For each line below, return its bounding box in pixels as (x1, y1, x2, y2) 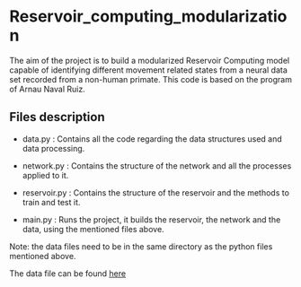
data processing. (22, 143, 85, 153)
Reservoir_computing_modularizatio (9, 6, 288, 27)
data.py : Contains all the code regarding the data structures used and (22, 133, 283, 144)
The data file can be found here (9, 267, 127, 279)
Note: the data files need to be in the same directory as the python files (9, 240, 273, 252)
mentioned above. (9, 250, 76, 261)
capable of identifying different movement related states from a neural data (9, 65, 288, 75)
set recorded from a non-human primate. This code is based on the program (9, 74, 292, 84)
